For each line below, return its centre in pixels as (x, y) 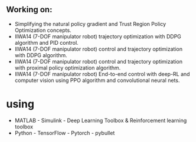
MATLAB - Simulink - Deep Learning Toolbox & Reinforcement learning (101, 120)
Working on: (29, 10)
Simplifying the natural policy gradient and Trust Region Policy (90, 24)
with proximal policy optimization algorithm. (68, 68)
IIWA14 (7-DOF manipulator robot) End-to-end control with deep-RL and (102, 74)
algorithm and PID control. (46, 42)
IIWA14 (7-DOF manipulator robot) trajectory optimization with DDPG (98, 36)
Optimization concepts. (43, 30)
